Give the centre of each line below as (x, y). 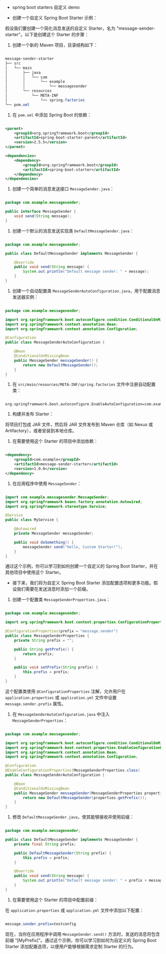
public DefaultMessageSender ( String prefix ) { (63, 853)
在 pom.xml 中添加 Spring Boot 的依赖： (52, 115)
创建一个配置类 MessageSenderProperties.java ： (61, 600)
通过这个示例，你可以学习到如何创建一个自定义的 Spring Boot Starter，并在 (82, 566)
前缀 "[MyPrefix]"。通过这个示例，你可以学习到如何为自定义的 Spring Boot (81, 940)
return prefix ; (39, 654)
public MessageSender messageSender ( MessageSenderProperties (78, 793)
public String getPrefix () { (44, 649)
